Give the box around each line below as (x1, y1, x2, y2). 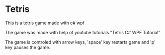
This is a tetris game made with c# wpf (5, 20, 85, 26)
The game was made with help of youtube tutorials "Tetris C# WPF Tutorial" (5, 29, 161, 35)
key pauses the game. (5, 44, 51, 50)
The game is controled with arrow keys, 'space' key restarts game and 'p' (5, 39, 156, 45)
